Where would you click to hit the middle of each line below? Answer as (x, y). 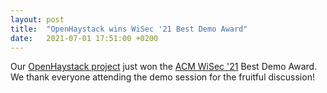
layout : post (37, 19)
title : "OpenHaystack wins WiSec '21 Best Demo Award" (129, 29)
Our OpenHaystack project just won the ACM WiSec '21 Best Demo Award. (164, 67)
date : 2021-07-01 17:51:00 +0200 (84, 38)
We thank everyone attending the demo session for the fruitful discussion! (162, 77)
